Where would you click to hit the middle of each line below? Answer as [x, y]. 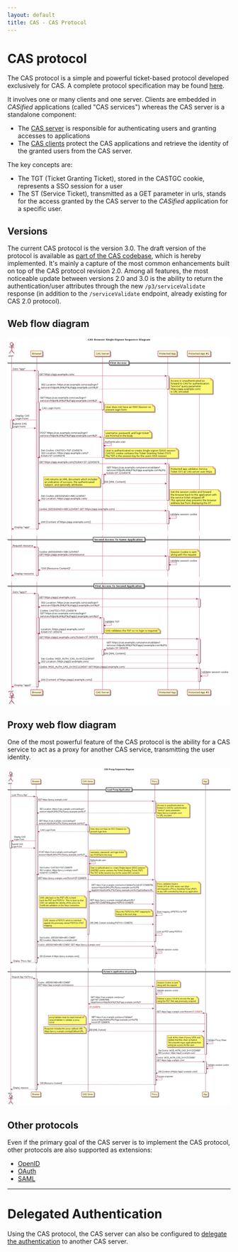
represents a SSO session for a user [70, 186]
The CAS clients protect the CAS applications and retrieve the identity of [123, 144]
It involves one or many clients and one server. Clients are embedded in [112, 100]
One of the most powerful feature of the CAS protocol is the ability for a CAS [119, 742]
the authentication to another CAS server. [68, 1241]
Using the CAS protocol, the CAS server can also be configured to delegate [117, 1234]
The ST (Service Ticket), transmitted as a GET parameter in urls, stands [122, 194]
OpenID [29, 1164]
